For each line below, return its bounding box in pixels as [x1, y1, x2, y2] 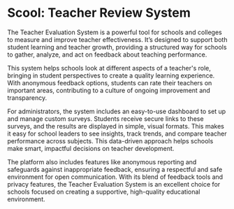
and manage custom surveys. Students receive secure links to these [7, 114, 204, 123]
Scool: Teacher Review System [7, 5, 191, 21]
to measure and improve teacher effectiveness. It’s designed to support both [7, 35, 228, 43]
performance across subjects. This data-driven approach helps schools [7, 136, 214, 145]
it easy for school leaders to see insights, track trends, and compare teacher [7, 129, 227, 138]
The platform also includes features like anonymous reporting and [7, 157, 197, 166]
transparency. [7, 93, 47, 102]
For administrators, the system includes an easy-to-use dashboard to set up [7, 107, 226, 115]
